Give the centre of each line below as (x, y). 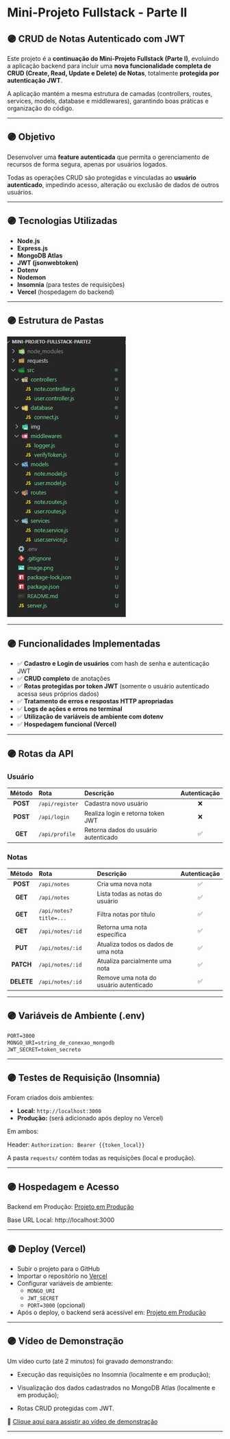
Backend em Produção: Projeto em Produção (71, 1207)
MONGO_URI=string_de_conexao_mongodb (61, 1042)
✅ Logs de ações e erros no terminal (69, 709)
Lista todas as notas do (129, 893)
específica (112, 935)
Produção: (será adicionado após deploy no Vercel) (90, 1118)
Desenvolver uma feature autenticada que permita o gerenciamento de (108, 157)
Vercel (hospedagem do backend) (65, 292)
